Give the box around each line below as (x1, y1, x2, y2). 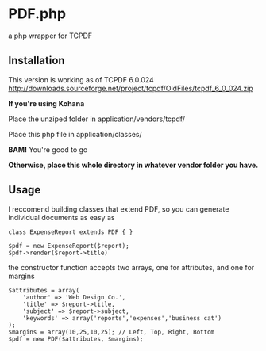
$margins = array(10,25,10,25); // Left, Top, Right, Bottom (8, 328, 215, 336)
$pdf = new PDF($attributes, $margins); (8, 334, 145, 343)
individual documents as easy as (8, 212, 115, 222)
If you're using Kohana (8, 98, 85, 108)
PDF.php (8, 5, 66, 23)
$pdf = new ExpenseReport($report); (8, 242, 129, 250)
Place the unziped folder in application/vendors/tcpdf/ (8, 114, 185, 124)
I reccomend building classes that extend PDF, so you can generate (8, 204, 229, 214)
